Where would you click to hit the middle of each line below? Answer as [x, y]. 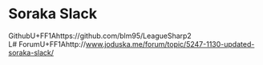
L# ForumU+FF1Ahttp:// [47, 44]
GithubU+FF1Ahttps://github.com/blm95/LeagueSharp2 [100, 36]
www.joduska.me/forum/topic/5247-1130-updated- [170, 44]
